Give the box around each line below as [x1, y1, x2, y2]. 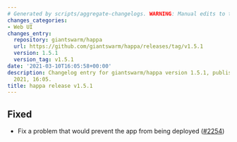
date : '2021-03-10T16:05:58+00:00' [7, 63, 112, 70]
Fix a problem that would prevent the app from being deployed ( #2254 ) [17, 127, 225, 136]
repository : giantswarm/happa [13, 37, 102, 44]
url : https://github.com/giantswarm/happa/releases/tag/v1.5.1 [13, 43, 203, 50]
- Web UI [7, 23, 33, 30]
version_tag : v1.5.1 [13, 56, 74, 63]
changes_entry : [7, 30, 52, 37]
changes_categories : [7, 17, 68, 24]
